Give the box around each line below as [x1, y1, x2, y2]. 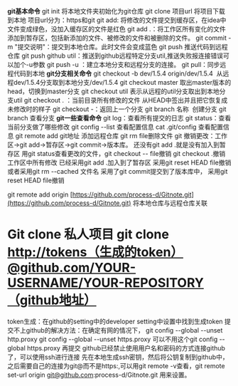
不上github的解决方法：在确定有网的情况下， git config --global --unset [13, 325, 223, 334]
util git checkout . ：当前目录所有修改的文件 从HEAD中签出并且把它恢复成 [13, 96, 228, 104]
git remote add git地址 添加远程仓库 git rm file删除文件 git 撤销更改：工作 [15, 132, 227, 140]
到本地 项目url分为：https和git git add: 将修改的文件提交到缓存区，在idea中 [7, 16, 227, 24]
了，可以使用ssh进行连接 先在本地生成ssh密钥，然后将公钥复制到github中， [7, 353, 229, 361]
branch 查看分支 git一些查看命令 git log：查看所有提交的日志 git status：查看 [7, 114, 232, 122]
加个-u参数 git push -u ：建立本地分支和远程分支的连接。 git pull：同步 [13, 61, 220, 68]
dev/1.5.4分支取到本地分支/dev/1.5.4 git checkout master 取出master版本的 [13, 78, 232, 86]
